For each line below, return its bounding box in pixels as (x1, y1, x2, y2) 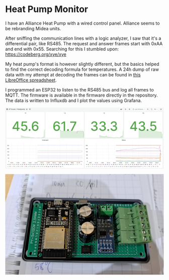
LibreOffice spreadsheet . (5, 77, 57, 83)
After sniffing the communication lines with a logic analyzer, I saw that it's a (5, 35, 161, 41)
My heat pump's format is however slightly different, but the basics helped (5, 61, 159, 67)
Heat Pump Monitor (5, 4, 89, 15)
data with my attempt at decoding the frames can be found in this (5, 71, 141, 77)
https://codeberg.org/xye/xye (5, 51, 66, 57)
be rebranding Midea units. (5, 25, 61, 31)
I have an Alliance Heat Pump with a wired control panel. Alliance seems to (5, 20, 160, 26)
